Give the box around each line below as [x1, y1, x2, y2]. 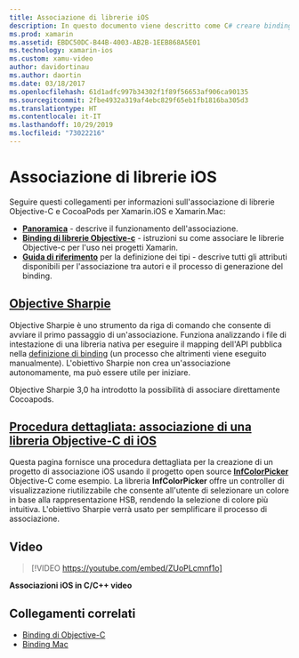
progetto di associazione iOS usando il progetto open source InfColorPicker [9, 466, 289, 477]
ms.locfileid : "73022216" [9, 129, 105, 138]
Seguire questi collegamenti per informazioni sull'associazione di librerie [9, 197, 275, 207]
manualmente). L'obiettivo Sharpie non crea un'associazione [9, 357, 231, 368]
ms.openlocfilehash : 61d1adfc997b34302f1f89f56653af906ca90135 [9, 87, 249, 96]
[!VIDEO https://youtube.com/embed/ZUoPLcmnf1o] [30, 563, 222, 574]
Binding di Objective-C [21, 630, 106, 640]
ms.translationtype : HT [9, 104, 98, 113]
